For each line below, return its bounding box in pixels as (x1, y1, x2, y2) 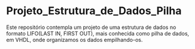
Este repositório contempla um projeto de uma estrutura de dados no (6, 24, 176, 31)
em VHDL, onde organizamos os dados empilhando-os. (6, 36, 143, 43)
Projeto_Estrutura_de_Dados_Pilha (6, 4, 182, 18)
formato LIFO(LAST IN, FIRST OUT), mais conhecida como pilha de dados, (6, 30, 190, 37)
